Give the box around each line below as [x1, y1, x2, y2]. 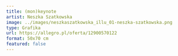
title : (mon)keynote [6, 8, 57, 15]
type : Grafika [6, 24, 41, 31]
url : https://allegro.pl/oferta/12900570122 [6, 30, 117, 36]
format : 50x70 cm [6, 36, 49, 41]
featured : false [6, 41, 46, 47]
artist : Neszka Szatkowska [6, 14, 72, 20]
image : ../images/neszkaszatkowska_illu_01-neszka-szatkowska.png [6, 19, 173, 25]
